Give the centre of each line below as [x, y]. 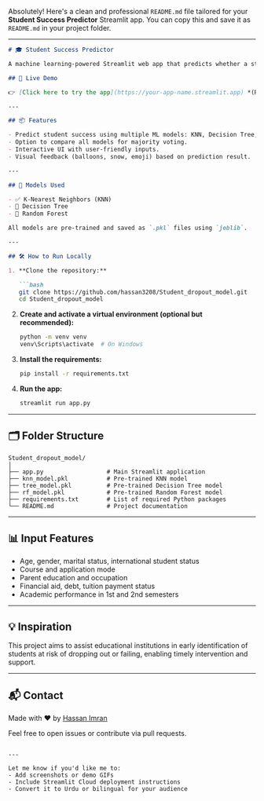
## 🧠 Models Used [37, 185]
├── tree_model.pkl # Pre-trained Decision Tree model [115, 485]
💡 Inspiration [40, 626]
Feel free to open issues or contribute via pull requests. [97, 733]
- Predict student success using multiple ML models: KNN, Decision [123, 135]
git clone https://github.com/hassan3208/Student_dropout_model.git [133, 292]
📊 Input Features [51, 538]
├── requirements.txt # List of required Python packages [117, 499]
